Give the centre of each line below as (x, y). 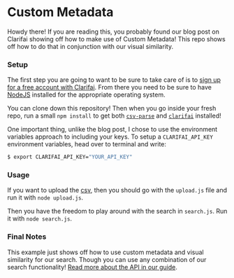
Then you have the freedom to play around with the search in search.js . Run (117, 211)
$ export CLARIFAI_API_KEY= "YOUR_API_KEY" (70, 157)
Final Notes (27, 237)
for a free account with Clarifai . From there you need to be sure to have (109, 88)
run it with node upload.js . (45, 197)
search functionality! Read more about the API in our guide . (93, 267)
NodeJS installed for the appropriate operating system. (86, 95)
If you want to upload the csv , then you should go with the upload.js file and (117, 190)
